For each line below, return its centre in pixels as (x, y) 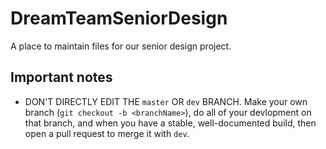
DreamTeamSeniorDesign (119, 18)
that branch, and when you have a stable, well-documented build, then (170, 123)
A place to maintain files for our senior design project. (121, 46)
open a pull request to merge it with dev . (107, 133)
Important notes (61, 77)
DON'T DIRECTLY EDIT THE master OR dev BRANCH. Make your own (166, 101)
